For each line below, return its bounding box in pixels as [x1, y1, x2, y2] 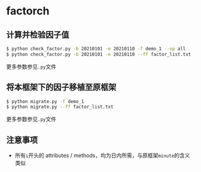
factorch [6, 4, 50, 18]
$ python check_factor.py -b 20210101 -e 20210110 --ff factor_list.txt [6, 51, 191, 58]
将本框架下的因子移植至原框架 [6, 82, 117, 92]
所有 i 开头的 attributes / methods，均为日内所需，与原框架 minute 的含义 [14, 152, 190, 159]
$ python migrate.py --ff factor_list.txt [6, 104, 114, 110]
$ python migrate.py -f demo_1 [6, 98, 84, 104]
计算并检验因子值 [6, 29, 69, 40]
